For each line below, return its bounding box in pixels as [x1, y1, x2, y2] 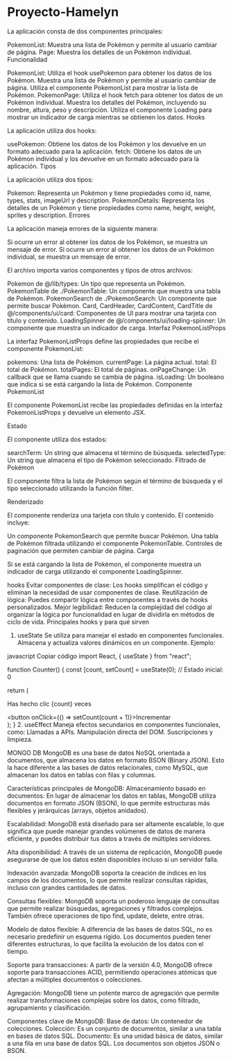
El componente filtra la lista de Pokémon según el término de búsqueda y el [7, 477, 223, 485]
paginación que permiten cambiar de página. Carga [7, 546, 155, 555]
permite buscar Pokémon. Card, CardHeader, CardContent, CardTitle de [7, 301, 213, 309]
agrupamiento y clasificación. [7, 1003, 92, 1011]
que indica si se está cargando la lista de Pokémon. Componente [7, 379, 193, 388]
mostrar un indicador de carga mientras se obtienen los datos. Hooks [7, 112, 205, 121]
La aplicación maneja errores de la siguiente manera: [7, 224, 158, 232]
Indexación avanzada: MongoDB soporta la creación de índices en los [7, 869, 207, 877]
